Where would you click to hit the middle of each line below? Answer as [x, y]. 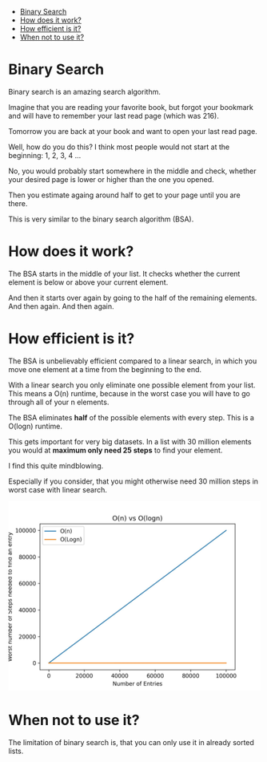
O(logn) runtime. [35, 426]
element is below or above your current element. [88, 282]
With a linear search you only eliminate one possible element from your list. [132, 385]
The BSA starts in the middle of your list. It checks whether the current [124, 274]
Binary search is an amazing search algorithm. [85, 91]
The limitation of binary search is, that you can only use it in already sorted [131, 742]
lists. [16, 751]
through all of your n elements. [59, 402]
